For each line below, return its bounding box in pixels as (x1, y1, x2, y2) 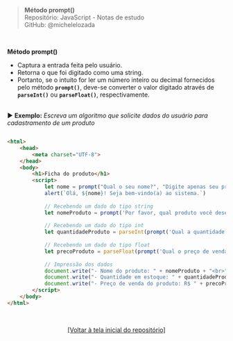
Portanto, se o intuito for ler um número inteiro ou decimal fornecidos (17, 76, 215, 84)
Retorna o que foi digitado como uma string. (17, 69, 144, 76)
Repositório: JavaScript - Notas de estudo (24, 13, 144, 22)
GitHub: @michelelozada (24, 21, 96, 28)
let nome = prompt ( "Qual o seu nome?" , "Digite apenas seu (44, 183, 218, 190)
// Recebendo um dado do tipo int (44, 222, 144, 229)
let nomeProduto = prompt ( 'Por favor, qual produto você (44, 209, 213, 216)
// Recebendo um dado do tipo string (44, 203, 154, 210)
